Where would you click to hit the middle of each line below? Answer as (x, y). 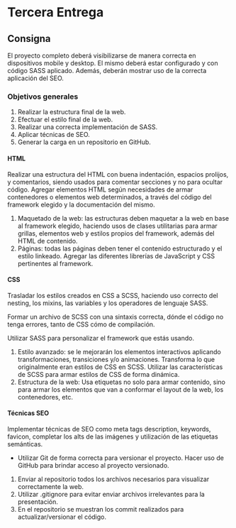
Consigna (29, 39)
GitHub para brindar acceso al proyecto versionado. (93, 465)
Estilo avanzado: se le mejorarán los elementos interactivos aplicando (119, 351)
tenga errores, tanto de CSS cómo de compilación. (81, 324)
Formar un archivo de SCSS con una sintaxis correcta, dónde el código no (116, 317)
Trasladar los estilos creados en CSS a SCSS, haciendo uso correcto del (113, 295)
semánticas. (25, 444)
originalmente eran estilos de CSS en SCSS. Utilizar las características (120, 367)
